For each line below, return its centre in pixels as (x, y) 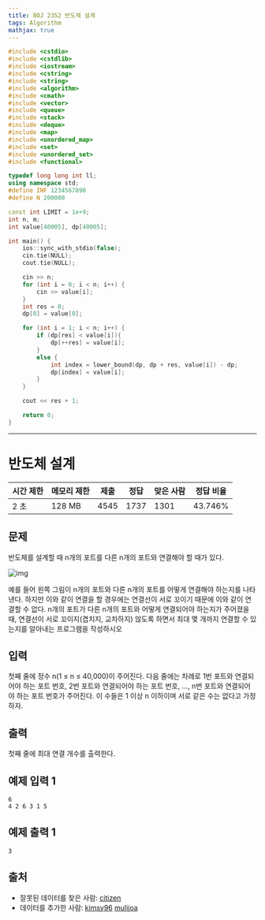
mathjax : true (32, 30)
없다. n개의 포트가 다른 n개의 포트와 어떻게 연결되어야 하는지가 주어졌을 (140, 609)
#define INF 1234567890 (47, 191)
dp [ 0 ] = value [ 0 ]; (52, 314)
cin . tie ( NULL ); (47, 256)
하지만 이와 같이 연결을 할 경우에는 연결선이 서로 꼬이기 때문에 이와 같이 (134, 599)
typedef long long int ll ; (52, 176)
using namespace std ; (44, 183)
